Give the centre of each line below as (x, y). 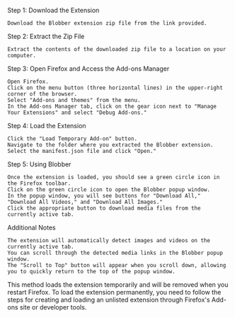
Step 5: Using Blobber (39, 164)
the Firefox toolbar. (39, 183)
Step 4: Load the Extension (47, 126)
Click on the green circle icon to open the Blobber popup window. (109, 190)
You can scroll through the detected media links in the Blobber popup (115, 253)
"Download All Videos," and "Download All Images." (85, 202)
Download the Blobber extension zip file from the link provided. (107, 23)
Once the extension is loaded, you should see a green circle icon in (114, 177)
